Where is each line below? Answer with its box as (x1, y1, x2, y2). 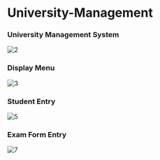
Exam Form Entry (7, 130, 67, 139)
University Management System (7, 30, 119, 40)
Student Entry (7, 96, 56, 106)
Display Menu (7, 63, 55, 73)
